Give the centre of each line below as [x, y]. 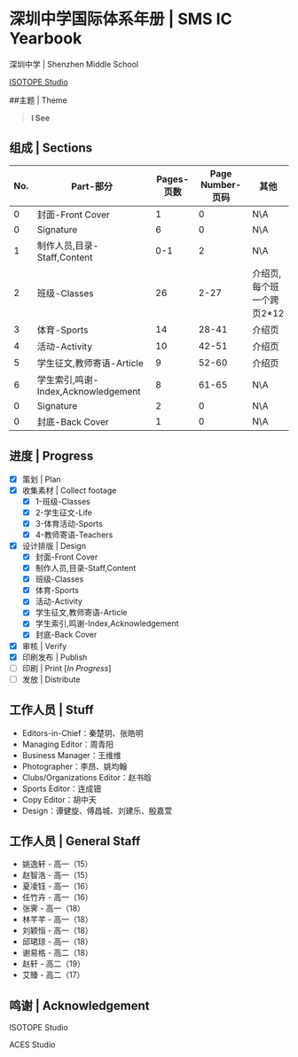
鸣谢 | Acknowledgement [79, 1005]
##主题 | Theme [39, 100]
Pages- [173, 179]
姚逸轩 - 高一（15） [57, 864]
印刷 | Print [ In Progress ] [67, 668]
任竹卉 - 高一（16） [57, 897]
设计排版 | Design [54, 545]
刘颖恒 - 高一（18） [57, 931]
